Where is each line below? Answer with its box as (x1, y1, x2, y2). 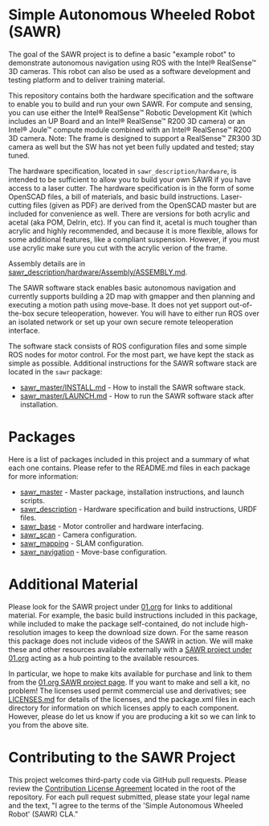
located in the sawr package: (8, 366, 103, 376)
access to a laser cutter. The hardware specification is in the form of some (8, 183, 255, 192)
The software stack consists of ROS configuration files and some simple (8, 341, 247, 351)
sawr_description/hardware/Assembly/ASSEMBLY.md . (8, 267, 188, 277)
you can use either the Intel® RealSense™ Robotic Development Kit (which (8, 107, 252, 118)
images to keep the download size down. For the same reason (43, 627, 249, 637)
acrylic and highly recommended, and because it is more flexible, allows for (8, 225, 259, 235)
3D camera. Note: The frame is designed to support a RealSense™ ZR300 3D (8, 133, 262, 142)
